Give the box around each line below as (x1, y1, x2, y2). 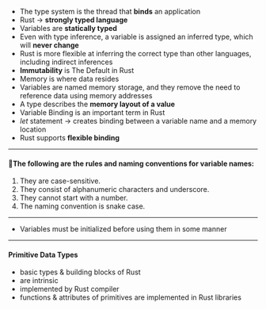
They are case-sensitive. (19, 176, 101, 186)
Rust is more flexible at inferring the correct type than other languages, (19, 49, 252, 58)
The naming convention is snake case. (19, 201, 146, 211)
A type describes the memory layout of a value (19, 99, 176, 109)
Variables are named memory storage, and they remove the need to (19, 82, 241, 92)
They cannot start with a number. (19, 193, 128, 203)
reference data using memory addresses (19, 91, 153, 100)
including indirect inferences (19, 57, 113, 67)
